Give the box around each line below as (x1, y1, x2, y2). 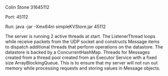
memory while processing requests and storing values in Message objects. (5, 65, 160, 71)
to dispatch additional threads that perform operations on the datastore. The (5, 44, 163, 49)
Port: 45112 (5, 14, 29, 19)
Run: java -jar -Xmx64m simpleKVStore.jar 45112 (5, 23, 106, 29)
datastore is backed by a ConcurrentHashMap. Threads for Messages (5, 49, 150, 55)
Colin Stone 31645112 (5, 4, 50, 10)
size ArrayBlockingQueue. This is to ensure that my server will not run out (5, 60, 158, 65)
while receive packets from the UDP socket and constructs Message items (5, 38, 160, 44)
